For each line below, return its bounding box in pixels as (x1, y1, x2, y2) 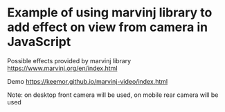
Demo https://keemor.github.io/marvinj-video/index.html (7, 77, 168, 85)
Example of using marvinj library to (7, 5, 213, 21)
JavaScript (7, 34, 71, 49)
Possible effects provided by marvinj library (7, 56, 132, 65)
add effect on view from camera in (7, 19, 208, 35)
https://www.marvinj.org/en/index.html (7, 64, 118, 72)
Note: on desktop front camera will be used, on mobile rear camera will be (7, 91, 219, 99)
